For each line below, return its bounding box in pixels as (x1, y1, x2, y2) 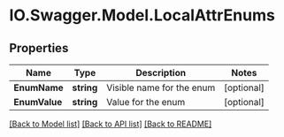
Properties (9, 41, 69, 56)
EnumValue (13, 96, 63, 108)
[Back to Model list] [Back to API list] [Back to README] (9, 118, 212, 129)
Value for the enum (105, 96, 186, 108)
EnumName (13, 81, 64, 94)
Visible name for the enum (105, 81, 216, 94)
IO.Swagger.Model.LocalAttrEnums (9, 5, 276, 26)
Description (135, 67, 187, 79)
